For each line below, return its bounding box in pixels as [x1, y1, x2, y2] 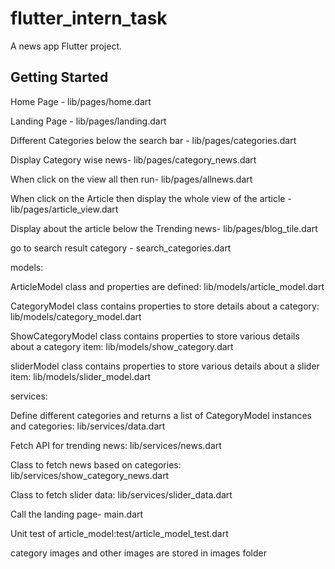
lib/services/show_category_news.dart [10, 469, 170, 481]
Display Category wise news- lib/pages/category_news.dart [10, 153, 257, 166]
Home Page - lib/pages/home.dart [10, 95, 152, 107]
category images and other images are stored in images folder [10, 547, 268, 559]
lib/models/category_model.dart [10, 310, 142, 322]
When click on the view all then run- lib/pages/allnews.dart [10, 173, 253, 185]
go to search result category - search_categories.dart [10, 242, 232, 254]
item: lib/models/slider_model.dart [10, 370, 152, 382]
